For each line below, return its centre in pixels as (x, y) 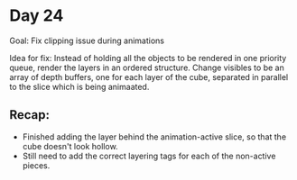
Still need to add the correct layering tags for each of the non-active (149, 156)
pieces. (36, 165)
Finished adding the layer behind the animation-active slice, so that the (154, 137)
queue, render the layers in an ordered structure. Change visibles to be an (147, 67)
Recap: (30, 115)
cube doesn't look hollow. (70, 146)
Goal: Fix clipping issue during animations (87, 40)
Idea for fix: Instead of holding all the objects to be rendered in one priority (148, 58)
